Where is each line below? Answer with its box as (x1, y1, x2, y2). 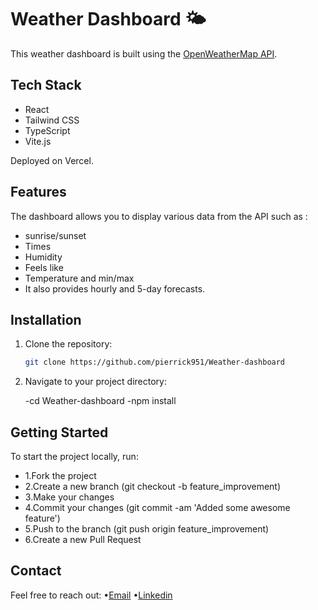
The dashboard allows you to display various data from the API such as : (10, 210, 308, 222)
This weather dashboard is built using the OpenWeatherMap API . (10, 47, 278, 60)
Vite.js (24, 135, 52, 147)
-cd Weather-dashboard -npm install (24, 395, 177, 407)
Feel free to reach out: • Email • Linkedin (10, 589, 173, 601)
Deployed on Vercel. (10, 154, 94, 166)
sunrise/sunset (24, 229, 87, 241)
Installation (10, 311, 82, 328)
